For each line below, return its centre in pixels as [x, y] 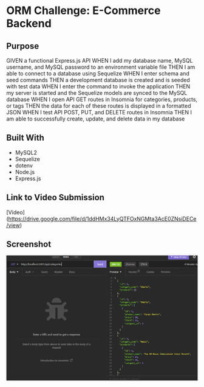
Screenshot [29, 244]
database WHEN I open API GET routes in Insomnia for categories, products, [102, 99]
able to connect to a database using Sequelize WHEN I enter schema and [98, 73]
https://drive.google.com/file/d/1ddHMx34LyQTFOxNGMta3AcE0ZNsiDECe [102, 218]
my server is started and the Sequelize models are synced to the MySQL [97, 93]
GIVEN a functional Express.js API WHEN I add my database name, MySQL [100, 61]
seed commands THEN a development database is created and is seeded [98, 80]
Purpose [23, 46]
